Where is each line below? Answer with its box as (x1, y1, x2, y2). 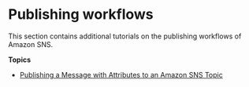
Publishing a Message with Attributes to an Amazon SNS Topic (19, 70, 223, 79)
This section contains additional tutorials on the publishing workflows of (8, 31, 242, 41)
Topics (8, 55, 32, 64)
